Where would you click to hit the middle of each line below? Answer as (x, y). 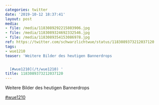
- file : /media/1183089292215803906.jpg (48, 28)
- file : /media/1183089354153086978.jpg (48, 38)
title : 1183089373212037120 (34, 74)
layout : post (19, 19)
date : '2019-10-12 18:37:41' (35, 14)
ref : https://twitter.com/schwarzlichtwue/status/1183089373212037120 (80, 42)
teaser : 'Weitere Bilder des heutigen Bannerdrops (59, 56)
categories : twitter (27, 10)
